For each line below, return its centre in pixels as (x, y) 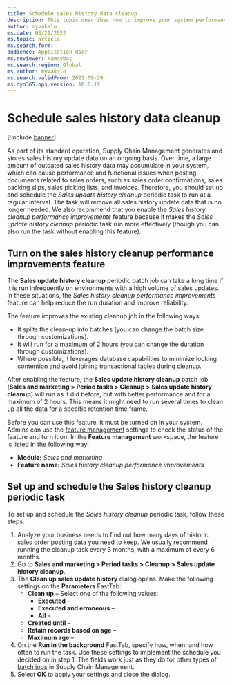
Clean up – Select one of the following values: (93, 593)
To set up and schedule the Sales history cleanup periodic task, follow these (116, 514)
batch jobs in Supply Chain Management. (76, 666)
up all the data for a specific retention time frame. (78, 409)
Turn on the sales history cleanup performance (110, 253)
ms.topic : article (33, 39)
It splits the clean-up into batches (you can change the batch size (110, 329)
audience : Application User (48, 52)
